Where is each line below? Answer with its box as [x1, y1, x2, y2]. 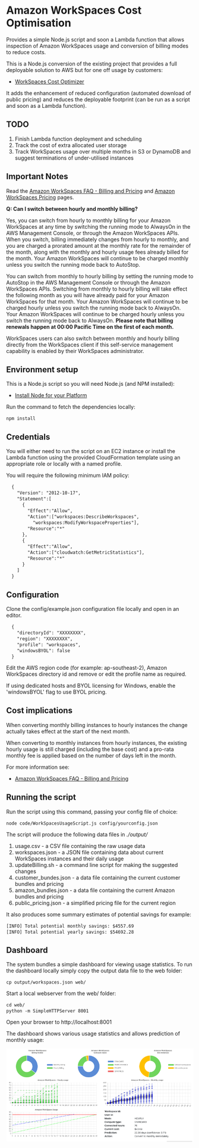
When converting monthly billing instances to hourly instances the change [6, 721, 188, 728]
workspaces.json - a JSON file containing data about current [14, 848, 164, 856]
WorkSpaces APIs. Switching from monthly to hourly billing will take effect [6, 285, 188, 292]
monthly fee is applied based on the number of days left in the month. [6, 751, 177, 759]
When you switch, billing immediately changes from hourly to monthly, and [6, 236, 189, 243]
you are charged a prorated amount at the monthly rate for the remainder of [6, 242, 191, 249]
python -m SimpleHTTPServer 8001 [6, 1008, 89, 1014]
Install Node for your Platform [14, 392, 87, 399]
